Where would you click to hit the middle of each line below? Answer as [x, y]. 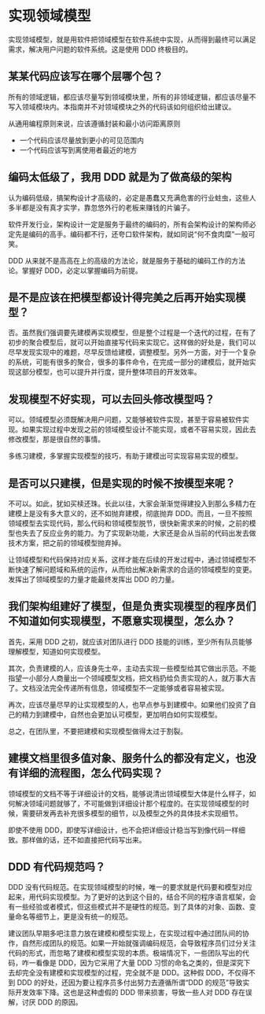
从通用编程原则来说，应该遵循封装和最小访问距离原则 [94, 124]
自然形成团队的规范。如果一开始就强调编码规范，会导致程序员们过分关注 [139, 943]
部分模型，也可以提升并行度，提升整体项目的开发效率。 [111, 372]
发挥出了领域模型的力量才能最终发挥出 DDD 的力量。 [94, 579]
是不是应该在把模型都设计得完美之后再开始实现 [122, 297]
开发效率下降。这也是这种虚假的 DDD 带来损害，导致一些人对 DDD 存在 [130, 993]
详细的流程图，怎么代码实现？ [91, 773]
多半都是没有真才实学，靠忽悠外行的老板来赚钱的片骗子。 [101, 207]
